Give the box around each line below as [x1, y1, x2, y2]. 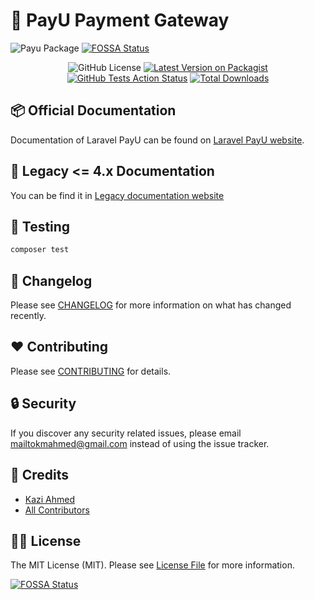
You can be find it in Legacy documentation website [10, 189, 225, 201]
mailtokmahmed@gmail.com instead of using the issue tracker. [10, 437, 270, 449]
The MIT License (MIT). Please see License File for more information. [10, 559, 295, 571]
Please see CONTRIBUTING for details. [10, 365, 172, 377]
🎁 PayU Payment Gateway [10, 9, 230, 32]
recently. [10, 310, 47, 322]
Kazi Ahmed [24, 493, 76, 505]
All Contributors [24, 504, 90, 516]
